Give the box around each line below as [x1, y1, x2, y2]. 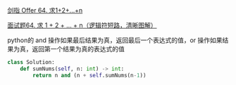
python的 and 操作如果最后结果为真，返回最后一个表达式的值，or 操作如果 [7, 36, 223, 44]
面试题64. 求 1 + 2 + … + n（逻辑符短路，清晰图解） [7, 21, 157, 30]
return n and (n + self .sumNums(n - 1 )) [32, 72, 147, 79]
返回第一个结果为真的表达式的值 [31, 45, 125, 53]
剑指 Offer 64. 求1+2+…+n [7, 6, 83, 14]
